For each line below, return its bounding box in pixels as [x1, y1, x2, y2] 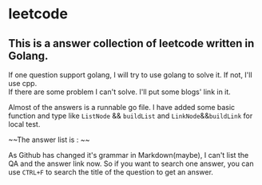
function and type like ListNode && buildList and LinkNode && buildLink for [8, 111, 253, 120]
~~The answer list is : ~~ [8, 135, 90, 144]
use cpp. [8, 79, 38, 88]
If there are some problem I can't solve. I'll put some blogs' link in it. [8, 87, 232, 96]
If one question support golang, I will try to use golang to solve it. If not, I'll [8, 70, 253, 80]
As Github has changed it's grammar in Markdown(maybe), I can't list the [8, 151, 249, 159]
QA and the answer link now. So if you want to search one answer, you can [8, 159, 254, 168]
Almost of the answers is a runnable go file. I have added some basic [8, 103, 236, 112]
